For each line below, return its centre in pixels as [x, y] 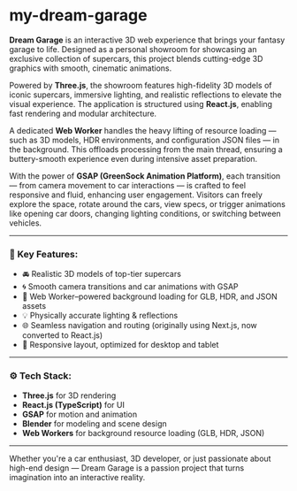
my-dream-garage [78, 15]
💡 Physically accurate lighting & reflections [100, 316]
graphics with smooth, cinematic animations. [91, 68]
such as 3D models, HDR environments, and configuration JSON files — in [145, 140]
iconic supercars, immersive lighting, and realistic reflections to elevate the [145, 95]
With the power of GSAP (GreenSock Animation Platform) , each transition [145, 176]
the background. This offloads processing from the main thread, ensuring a [146, 149]
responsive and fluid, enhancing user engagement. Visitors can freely [136, 195]
